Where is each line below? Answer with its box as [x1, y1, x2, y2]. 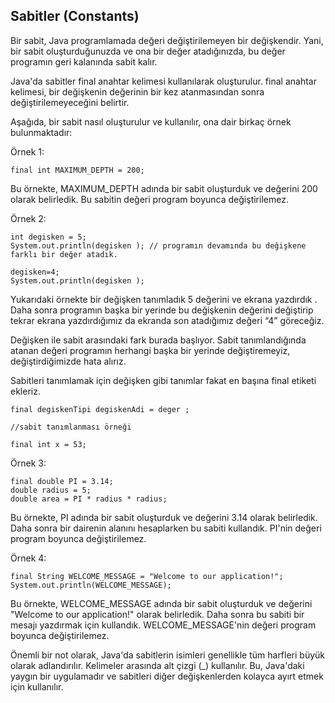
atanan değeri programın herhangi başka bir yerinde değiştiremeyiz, [10, 344, 291, 356]
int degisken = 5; [10, 232, 87, 242]
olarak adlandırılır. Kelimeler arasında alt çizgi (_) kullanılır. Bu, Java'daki [10, 659, 305, 671]
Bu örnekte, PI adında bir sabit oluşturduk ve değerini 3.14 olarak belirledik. [10, 511, 318, 523]
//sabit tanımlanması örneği [10, 422, 132, 432]
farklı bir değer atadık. [10, 249, 118, 259]
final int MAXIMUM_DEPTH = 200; [10, 165, 145, 175]
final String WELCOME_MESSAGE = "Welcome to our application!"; [10, 571, 284, 581]
